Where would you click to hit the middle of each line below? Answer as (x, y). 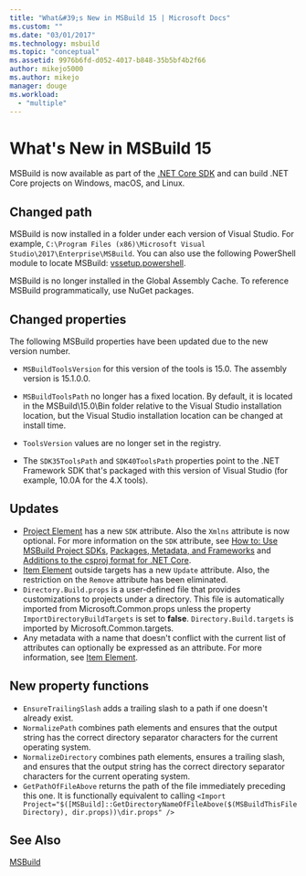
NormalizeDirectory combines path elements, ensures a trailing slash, (154, 756)
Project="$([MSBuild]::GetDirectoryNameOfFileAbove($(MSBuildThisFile (160, 804)
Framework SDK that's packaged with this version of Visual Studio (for (155, 470)
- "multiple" (42, 103)
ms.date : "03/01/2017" (53, 35)
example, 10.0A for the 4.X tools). (85, 480)
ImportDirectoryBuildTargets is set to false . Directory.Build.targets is (158, 618)
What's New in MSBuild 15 (111, 148)
